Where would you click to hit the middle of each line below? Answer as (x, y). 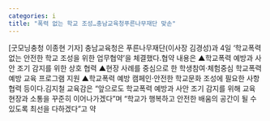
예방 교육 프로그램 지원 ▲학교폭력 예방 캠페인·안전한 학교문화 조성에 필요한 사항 (134, 78)
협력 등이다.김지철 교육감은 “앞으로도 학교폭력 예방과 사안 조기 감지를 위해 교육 (132, 88)
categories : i (32, 16)
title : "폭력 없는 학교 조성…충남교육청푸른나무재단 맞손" (92, 24)
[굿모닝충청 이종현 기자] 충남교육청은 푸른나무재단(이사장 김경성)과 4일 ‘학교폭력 (135, 48)
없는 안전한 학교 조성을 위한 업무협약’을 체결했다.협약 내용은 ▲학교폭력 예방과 (131, 58)
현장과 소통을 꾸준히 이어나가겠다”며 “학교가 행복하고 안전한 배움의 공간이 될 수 (133, 98)
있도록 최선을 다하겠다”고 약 (52, 108)
